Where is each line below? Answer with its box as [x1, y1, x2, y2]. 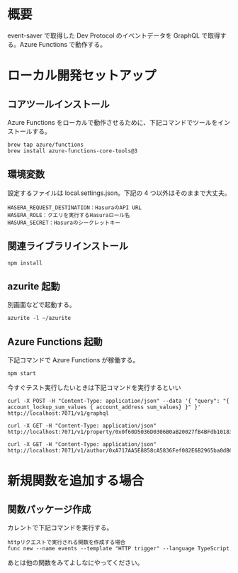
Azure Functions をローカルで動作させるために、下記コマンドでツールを [7, 118, 218, 126]
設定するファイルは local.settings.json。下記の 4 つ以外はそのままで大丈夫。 [7, 189, 231, 197]
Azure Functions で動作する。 [19, 40, 107, 48]
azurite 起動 [7, 280, 60, 292]
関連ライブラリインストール [7, 240, 129, 252]
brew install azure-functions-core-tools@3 [7, 147, 138, 155]
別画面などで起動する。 [7, 301, 76, 309]
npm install [7, 260, 42, 267]
